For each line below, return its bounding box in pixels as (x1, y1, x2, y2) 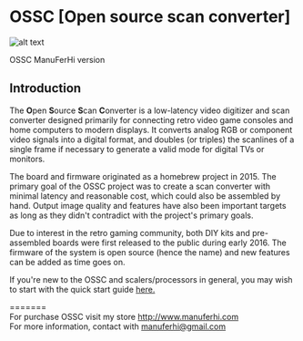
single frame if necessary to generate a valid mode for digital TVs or (9, 143, 265, 154)
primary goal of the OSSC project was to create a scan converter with (9, 181, 271, 191)
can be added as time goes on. (9, 256, 126, 267)
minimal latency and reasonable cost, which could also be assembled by (9, 190, 281, 201)
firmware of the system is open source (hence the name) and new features (9, 246, 290, 257)
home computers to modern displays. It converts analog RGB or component (9, 124, 293, 135)
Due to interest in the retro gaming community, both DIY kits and (9, 227, 250, 238)
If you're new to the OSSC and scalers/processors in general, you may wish (9, 274, 293, 284)
